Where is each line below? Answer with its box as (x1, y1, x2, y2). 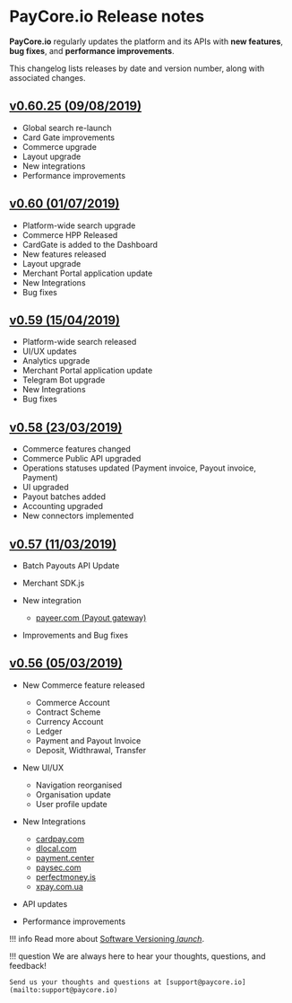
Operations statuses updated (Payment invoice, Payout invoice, (21, 462, 257, 473)
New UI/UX (21, 761, 64, 773)
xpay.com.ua (35, 881, 83, 892)
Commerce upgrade (21, 141, 97, 152)
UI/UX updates (21, 346, 78, 356)
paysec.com (35, 862, 82, 873)
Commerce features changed (21, 444, 132, 454)
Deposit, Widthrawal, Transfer (35, 744, 147, 755)
